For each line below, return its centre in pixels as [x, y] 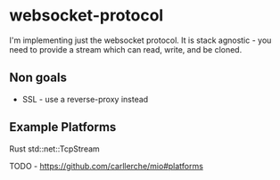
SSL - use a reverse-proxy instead [85, 99]
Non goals [38, 78]
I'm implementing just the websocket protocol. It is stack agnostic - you [140, 40]
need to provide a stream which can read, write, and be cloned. [126, 49]
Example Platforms [63, 127]
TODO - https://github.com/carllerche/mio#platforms [106, 166]
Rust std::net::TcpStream [54, 149]
